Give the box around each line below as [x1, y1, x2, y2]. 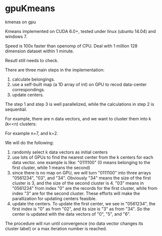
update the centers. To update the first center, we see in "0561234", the [12, 201, 156, 206]
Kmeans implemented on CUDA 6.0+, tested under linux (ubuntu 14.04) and [5, 28, 156, 34]
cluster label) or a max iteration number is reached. [5, 225, 107, 231]
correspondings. [12, 86, 45, 92]
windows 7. [5, 34, 28, 39]
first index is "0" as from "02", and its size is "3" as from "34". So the [12, 206, 150, 212]
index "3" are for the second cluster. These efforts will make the [12, 190, 140, 196]
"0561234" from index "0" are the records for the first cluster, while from [12, 185, 158, 191]
